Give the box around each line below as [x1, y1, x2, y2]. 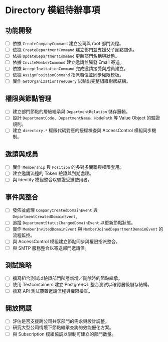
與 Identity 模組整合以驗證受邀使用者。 [12, 177, 93, 183]
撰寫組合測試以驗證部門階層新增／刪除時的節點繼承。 [12, 275, 123, 281]
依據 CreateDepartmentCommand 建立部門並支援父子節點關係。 [12, 47, 137, 53]
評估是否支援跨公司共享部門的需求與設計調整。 [12, 318, 109, 324]
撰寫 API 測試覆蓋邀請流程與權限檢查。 [12, 288, 93, 294]
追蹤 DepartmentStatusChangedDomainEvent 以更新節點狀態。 [12, 219, 136, 226]
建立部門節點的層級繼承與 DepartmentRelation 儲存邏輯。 [12, 108, 130, 115]
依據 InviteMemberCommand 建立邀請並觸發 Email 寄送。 [12, 59, 124, 65]
